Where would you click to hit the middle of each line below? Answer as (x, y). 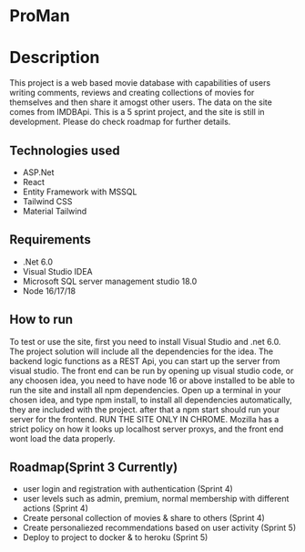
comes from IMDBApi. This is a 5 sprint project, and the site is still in (137, 112)
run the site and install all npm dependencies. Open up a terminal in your (145, 390)
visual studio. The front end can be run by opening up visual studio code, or (152, 370)
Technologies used (65, 150)
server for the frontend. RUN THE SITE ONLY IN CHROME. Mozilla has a (144, 419)
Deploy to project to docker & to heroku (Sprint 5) (115, 537)
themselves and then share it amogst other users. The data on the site (141, 102)
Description (55, 58)
